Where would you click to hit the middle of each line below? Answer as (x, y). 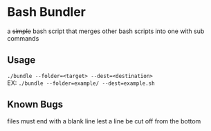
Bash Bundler (47, 12)
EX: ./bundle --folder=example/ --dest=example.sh (81, 83)
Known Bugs (35, 104)
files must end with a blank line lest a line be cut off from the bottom (104, 121)
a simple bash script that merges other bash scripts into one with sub (106, 31)
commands (23, 38)
